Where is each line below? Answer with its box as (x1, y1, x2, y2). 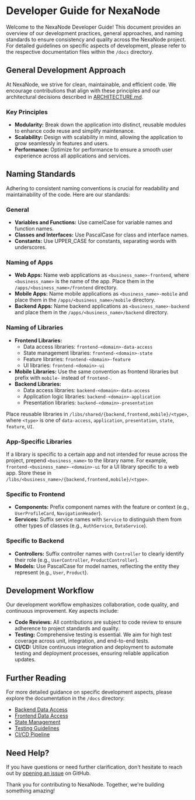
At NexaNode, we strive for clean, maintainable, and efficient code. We (6, 81, 176, 88)
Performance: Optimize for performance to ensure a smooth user (14, 146, 173, 153)
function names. (14, 225, 54, 232)
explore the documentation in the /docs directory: (6, 695, 125, 702)
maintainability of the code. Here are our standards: (6, 191, 130, 198)
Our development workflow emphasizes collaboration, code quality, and (6, 601, 179, 608)
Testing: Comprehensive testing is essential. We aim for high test (14, 631, 172, 638)
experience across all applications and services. (14, 152, 131, 159)
